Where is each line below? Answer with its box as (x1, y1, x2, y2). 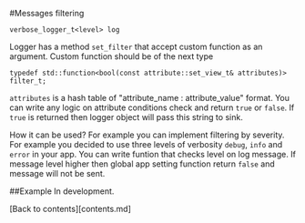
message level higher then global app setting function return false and (9, 158, 275, 169)
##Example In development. (9, 186, 115, 197)
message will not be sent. (9, 168, 106, 178)
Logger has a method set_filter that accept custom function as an (9, 41, 263, 52)
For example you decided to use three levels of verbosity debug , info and (9, 139, 283, 149)
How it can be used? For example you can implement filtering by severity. (9, 129, 285, 140)
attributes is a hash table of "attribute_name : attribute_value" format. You (9, 93, 290, 103)
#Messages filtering (9, 8, 85, 18)
